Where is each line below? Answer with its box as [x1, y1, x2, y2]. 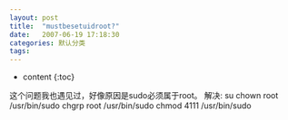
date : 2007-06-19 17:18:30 [9, 30, 120, 39]
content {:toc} [22, 71, 75, 82]
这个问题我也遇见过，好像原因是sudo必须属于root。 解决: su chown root [9, 90, 279, 101]
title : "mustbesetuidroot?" [9, 22, 120, 31]
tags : [9, 47, 30, 56]
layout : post [9, 13, 59, 23]
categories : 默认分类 [9, 38, 86, 48]
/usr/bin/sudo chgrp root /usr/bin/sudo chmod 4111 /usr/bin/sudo [9, 100, 252, 111]
